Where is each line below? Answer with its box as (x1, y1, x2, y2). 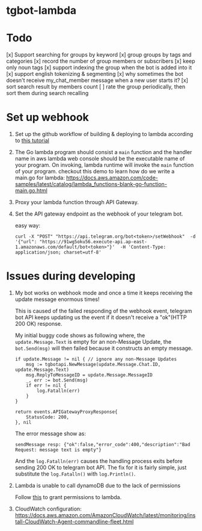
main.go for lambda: (14, 174, 65, 181)
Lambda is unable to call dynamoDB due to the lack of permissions (14, 482, 181, 489)
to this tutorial (14, 137, 49, 144)
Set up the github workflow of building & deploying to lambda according (14, 131, 194, 138)
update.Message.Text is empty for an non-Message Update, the (14, 338, 172, 345)
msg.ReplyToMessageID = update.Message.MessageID (26, 372, 153, 378)
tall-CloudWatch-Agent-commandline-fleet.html (14, 518, 134, 525)
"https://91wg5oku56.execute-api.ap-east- (39, 239, 147, 245)
